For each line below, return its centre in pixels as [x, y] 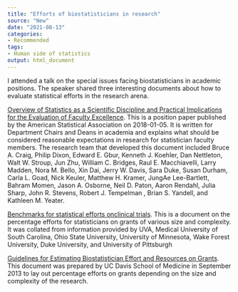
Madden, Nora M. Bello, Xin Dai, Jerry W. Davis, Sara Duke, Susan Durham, [118, 170]
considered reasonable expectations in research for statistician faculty [111, 140]
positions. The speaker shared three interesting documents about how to [114, 88]
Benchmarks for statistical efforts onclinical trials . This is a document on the [119, 214]
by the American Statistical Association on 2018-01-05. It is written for [110, 125]
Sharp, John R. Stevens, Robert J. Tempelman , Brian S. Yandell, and [108, 192]
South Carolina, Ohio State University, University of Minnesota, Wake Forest [119, 236]
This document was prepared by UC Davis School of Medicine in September [119, 266]
